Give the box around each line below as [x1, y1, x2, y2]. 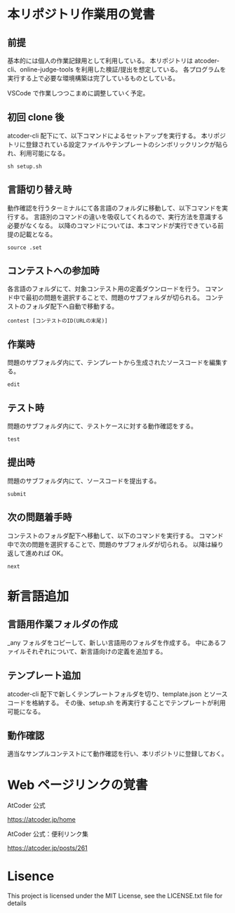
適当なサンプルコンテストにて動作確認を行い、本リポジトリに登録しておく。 [7, 749, 228, 758]
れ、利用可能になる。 [7, 149, 69, 157]
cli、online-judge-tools [7, 65, 74, 74]
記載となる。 [19, 229, 57, 239]
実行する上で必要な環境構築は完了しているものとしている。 [7, 74, 180, 82]
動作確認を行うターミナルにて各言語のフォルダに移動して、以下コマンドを [7, 204, 222, 212]
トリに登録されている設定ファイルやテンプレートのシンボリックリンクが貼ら [7, 140, 229, 148]
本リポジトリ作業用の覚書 [7, 6, 156, 22]
